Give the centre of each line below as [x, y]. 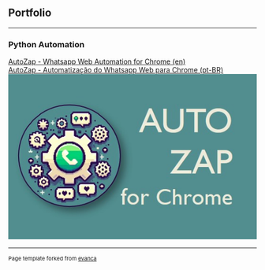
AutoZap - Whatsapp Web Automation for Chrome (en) [97, 61]
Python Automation [47, 44]
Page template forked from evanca [52, 259]
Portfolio [30, 13]
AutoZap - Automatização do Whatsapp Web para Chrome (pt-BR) [116, 70]
